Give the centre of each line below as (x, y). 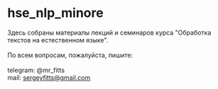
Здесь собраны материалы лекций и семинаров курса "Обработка (109, 32)
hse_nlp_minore (56, 13)
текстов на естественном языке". (58, 40)
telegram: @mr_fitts (36, 70)
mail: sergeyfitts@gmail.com (49, 77)
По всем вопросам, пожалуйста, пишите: (70, 55)
